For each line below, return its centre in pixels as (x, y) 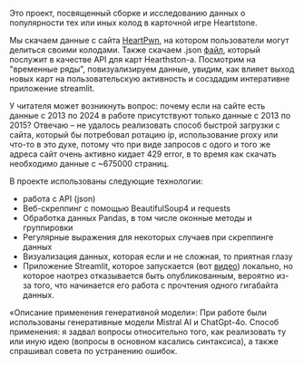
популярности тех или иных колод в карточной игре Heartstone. (133, 23)
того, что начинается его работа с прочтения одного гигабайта (156, 285)
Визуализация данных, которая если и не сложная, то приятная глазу (157, 256)
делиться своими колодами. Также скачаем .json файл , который (135, 50)
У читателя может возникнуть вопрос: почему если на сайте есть (137, 106)
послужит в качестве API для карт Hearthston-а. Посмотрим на (132, 59)
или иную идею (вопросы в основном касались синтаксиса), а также (144, 341)
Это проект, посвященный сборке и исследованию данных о (127, 13)
